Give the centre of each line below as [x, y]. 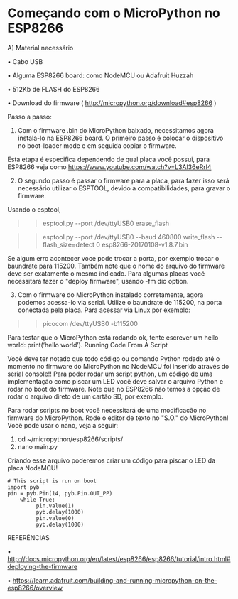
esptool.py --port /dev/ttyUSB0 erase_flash [106, 223]
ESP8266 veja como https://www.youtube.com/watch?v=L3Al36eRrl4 [109, 167]
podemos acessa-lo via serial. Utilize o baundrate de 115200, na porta [120, 302]
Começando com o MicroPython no [114, 13]
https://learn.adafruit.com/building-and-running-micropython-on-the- [115, 580]
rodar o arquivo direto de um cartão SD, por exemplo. [85, 396]
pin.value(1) [55, 506]
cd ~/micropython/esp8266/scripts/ [70, 439]
